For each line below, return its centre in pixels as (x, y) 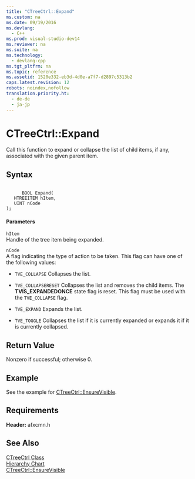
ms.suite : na (22, 50)
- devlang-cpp (28, 61)
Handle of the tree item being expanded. (55, 240)
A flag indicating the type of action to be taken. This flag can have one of (95, 256)
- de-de (21, 99)
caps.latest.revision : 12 (38, 83)
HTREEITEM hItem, (35, 198)
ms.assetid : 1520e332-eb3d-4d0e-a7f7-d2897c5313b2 (69, 77)
